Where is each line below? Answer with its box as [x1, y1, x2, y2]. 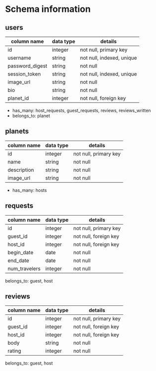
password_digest [7, 63, 48, 69]
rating [7, 348, 21, 355]
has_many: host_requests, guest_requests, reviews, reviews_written [12, 108, 151, 113]
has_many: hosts [12, 187, 47, 193]
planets [5, 127, 29, 136]
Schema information [5, 3, 91, 15]
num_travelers [7, 265, 41, 272]
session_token [7, 71, 41, 77]
